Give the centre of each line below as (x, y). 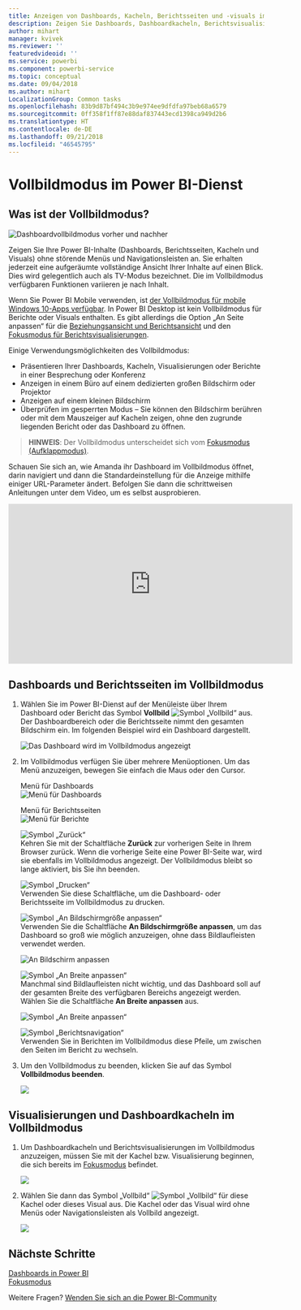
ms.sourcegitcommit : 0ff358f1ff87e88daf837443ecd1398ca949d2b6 (118, 115)
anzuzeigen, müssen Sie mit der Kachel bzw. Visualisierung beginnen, (137, 1156)
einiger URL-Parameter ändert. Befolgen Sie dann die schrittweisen (120, 483)
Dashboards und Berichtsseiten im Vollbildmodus (136, 684)
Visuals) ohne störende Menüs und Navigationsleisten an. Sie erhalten (126, 258)
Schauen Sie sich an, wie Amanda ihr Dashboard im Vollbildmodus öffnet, (131, 466)
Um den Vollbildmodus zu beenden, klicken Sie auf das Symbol (126, 1066)
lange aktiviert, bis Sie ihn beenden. (80, 869)
